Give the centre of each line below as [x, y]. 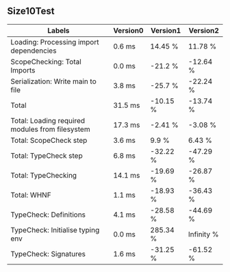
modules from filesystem [50, 129]
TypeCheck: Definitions [48, 215]
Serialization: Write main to [54, 81]
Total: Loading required [48, 120]
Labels [59, 30]
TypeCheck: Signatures [48, 254]
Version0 [128, 30]
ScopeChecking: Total [46, 62]
